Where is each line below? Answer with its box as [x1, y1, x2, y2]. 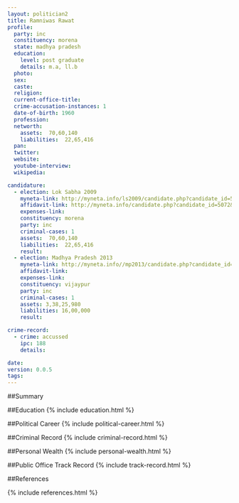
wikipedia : [14, 168, 46, 176]
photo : [14, 70, 33, 77]
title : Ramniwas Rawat [7, 17, 75, 24]
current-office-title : [14, 97, 81, 104]
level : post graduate [20, 57, 84, 64]
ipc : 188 [20, 340, 46, 347]
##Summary [7, 392, 44, 401]
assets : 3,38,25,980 [20, 301, 81, 308]
